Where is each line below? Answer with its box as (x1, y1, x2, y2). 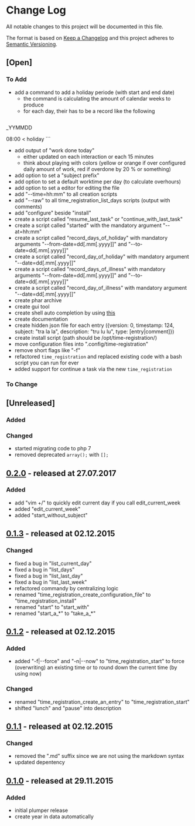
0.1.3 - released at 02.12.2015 (6, 529, 115, 539)
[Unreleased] (6, 398, 56, 408)
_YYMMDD (6, 124, 32, 131)
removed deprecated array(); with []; (14, 451, 109, 459)
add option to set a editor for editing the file (14, 184, 120, 191)
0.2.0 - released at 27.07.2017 (6, 468, 117, 478)
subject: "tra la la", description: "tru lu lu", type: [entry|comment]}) (14, 327, 175, 335)
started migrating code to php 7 (14, 445, 91, 452)
